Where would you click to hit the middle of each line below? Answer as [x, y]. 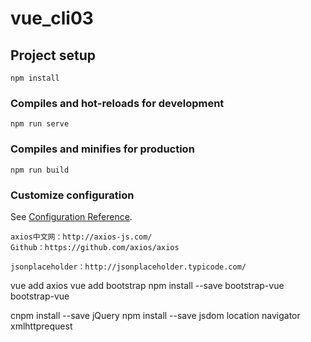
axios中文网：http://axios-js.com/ [81, 237]
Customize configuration [72, 195]
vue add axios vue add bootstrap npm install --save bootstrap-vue [147, 285]
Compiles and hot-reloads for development [117, 103]
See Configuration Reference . [71, 216]
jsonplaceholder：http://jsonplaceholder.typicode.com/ [128, 267]
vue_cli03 [52, 18]
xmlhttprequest [41, 326]
